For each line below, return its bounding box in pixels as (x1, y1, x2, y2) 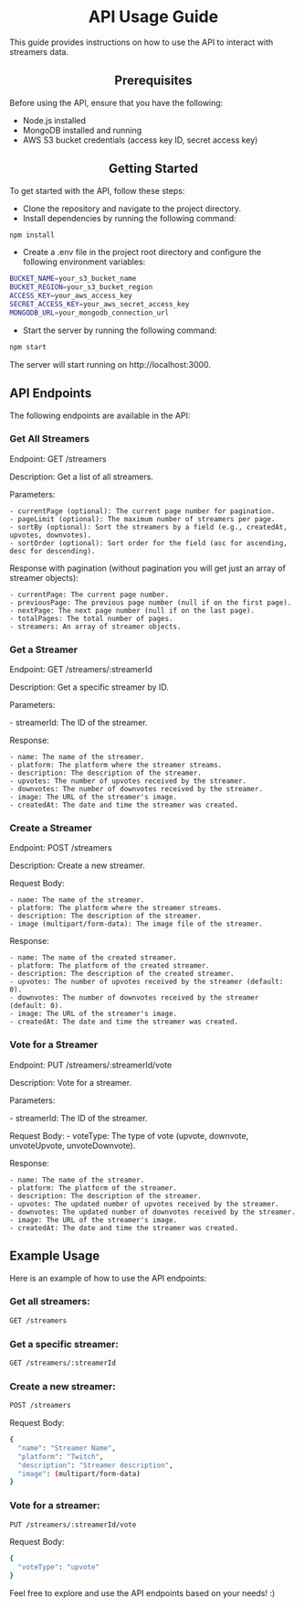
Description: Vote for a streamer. (9, 1077, 132, 1088)
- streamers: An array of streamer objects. (9, 622, 182, 631)
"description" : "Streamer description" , (17, 1461, 173, 1470)
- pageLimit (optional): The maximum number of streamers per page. (9, 514, 276, 523)
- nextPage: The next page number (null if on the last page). (9, 606, 256, 615)
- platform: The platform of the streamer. (9, 1183, 178, 1193)
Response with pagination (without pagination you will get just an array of (9, 563, 286, 574)
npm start (9, 342, 47, 351)
